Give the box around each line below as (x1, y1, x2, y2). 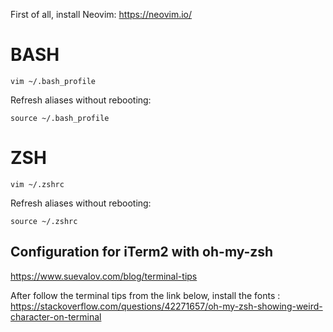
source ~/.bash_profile (10, 113, 110, 123)
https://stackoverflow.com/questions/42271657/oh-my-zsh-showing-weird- (10, 300, 323, 312)
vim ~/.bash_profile (10, 76, 97, 86)
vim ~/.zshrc (10, 179, 65, 189)
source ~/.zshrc (10, 216, 78, 226)
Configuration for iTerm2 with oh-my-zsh (10, 244, 274, 261)
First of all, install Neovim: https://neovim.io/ (10, 9, 193, 20)
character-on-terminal (10, 310, 102, 323)
